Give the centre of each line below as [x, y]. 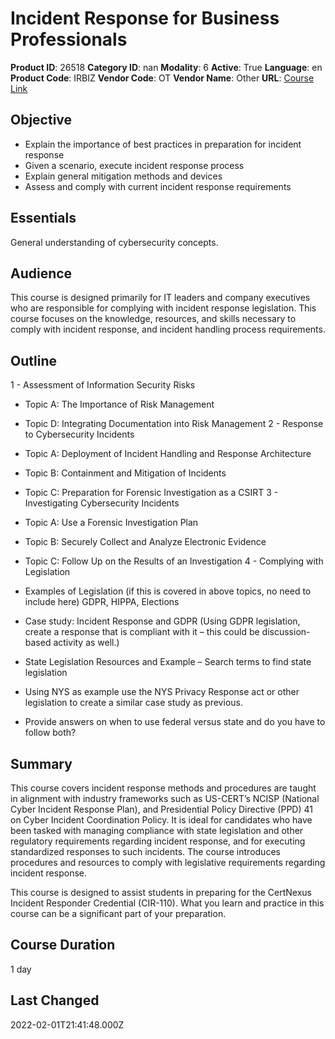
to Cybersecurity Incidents [79, 434]
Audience [41, 273]
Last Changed [55, 1000]
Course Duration [63, 945]
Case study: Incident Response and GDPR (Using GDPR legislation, [162, 621]
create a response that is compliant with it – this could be [142, 632]
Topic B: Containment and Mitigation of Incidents [125, 473]
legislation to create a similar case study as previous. [133, 703]
